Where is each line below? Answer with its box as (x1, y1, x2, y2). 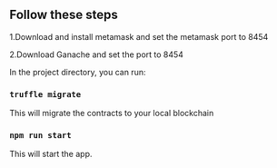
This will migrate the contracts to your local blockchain (9, 108, 214, 119)
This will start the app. (9, 149, 93, 160)
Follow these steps (9, 7, 118, 23)
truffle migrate (9, 89, 82, 99)
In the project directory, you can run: (9, 66, 146, 77)
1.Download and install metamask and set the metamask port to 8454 (9, 31, 269, 42)
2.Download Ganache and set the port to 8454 (9, 49, 184, 60)
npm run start (9, 131, 72, 141)
